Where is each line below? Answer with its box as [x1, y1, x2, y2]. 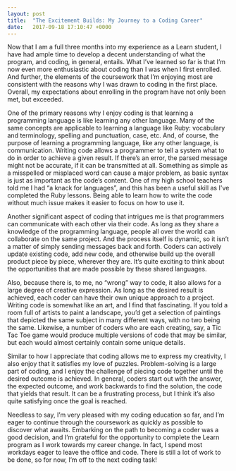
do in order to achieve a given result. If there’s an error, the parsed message [7, 154, 228, 162]
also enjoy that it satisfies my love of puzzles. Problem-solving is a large [7, 360, 217, 368]
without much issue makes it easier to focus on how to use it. [7, 199, 185, 207]
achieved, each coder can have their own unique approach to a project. [7, 293, 215, 302]
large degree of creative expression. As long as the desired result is [7, 286, 204, 295]
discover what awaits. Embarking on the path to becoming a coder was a [7, 426, 219, 434]
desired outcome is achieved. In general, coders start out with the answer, [7, 374, 223, 383]
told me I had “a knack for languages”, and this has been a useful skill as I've [7, 184, 230, 192]
